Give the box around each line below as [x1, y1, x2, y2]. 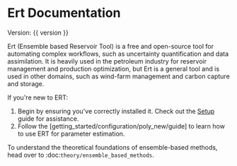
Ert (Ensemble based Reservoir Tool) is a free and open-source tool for [7, 42, 214, 50]
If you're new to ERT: [7, 93, 69, 102]
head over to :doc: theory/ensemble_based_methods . [7, 150, 154, 159]
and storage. [7, 79, 45, 88]
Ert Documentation [7, 5, 121, 21]
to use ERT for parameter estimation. [17, 129, 125, 138]
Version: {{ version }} [7, 28, 69, 37]
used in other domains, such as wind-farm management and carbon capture [7, 72, 230, 81]
